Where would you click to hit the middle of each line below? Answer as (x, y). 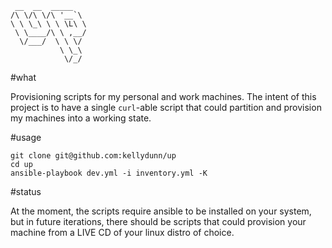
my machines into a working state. (81, 118)
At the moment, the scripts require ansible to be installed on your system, (161, 211)
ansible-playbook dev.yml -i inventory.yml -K (109, 173)
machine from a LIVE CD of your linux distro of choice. (122, 232)
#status (26, 191)
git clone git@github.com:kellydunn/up (93, 156)
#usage (26, 137)
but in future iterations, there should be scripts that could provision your (158, 221)
